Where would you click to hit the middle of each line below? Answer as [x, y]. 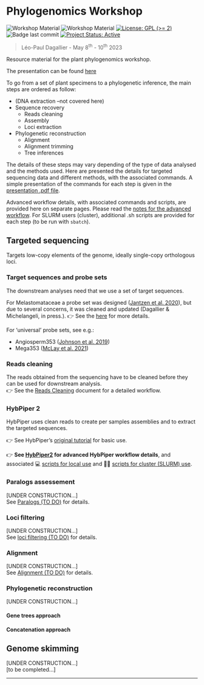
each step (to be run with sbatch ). [48, 221]
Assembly [37, 120]
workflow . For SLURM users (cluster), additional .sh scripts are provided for [100, 215]
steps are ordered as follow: [41, 89]
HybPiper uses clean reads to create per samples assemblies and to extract [101, 422]
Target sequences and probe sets [57, 277]
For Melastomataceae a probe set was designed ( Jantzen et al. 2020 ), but [99, 302]
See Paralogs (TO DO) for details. [48, 502]
